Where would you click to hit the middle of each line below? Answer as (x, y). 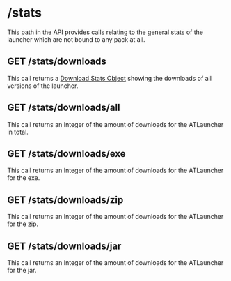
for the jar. (22, 270)
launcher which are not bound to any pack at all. (76, 39)
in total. (18, 132)
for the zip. (23, 224)
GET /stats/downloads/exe (67, 154)
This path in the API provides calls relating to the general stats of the (105, 32)
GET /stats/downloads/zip (65, 200)
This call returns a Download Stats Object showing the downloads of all (110, 78)
